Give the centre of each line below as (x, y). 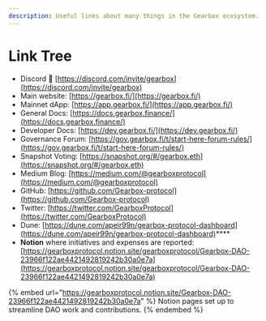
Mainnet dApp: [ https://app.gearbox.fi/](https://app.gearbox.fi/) (127, 104)
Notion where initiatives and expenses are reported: (107, 242)
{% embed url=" (36, 292)
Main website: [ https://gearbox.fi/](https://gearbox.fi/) (110, 96)
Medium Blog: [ (45, 173)
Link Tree (40, 56)
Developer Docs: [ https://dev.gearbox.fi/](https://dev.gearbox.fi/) (129, 130)
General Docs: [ (46, 113)
